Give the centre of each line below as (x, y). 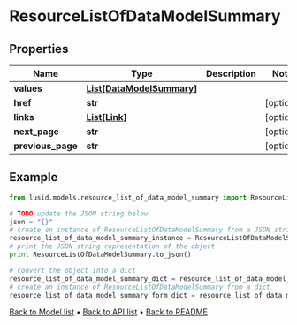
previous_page (46, 146)
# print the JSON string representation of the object (112, 246)
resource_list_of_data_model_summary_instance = (100, 238)
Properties (39, 49)
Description (231, 74)
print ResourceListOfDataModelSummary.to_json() (100, 255)
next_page (36, 132)
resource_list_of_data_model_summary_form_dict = (103, 295)
